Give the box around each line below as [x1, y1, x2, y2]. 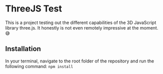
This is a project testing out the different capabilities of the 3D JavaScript [5, 19, 156, 25]
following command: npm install [5, 63, 74, 69]
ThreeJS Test [5, 3, 62, 14]
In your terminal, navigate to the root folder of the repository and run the [5, 58, 154, 64]
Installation [5, 44, 41, 53]
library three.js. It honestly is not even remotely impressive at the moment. [5, 24, 158, 30]
